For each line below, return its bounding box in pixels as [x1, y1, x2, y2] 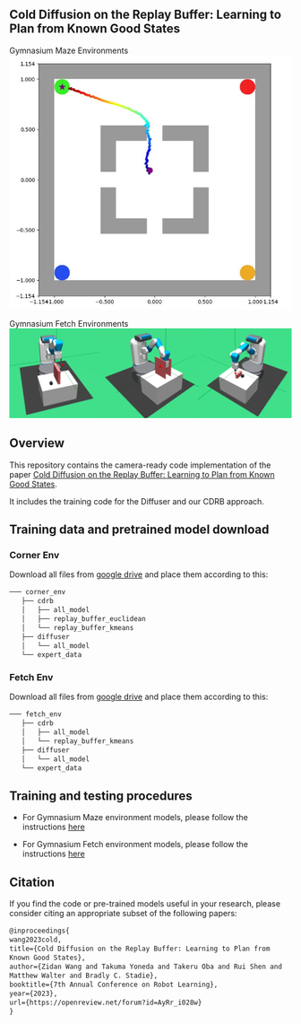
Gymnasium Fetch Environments [9, 318, 129, 328]
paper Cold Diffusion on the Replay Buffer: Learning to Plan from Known [9, 468, 275, 479]
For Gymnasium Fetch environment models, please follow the [21, 839, 249, 850]
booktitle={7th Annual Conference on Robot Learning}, [9, 980, 219, 990]
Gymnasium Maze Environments [9, 45, 129, 56]
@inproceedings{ [9, 926, 70, 936]
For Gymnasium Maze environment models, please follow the [21, 812, 248, 823]
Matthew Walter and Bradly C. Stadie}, [9, 971, 159, 981]
